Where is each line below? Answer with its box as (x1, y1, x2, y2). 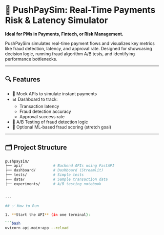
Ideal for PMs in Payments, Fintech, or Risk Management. (5, 31, 123, 37)
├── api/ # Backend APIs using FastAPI (5, 163, 115, 168)
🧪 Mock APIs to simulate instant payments (12, 90, 97, 97)
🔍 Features (5, 75, 41, 84)
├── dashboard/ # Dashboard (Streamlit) (5, 168, 104, 173)
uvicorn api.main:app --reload (5, 226, 69, 231)
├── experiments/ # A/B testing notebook (5, 181, 102, 186)
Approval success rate (19, 113, 65, 119)
